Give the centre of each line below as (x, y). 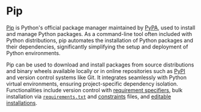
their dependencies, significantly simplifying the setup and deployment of (97, 47)
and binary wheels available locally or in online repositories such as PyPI (96, 71)
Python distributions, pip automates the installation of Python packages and (100, 40)
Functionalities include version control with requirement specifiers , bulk (94, 90)
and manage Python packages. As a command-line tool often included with (99, 34)
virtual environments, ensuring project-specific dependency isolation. (92, 84)
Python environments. (34, 53)
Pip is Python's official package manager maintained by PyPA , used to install (101, 28)
